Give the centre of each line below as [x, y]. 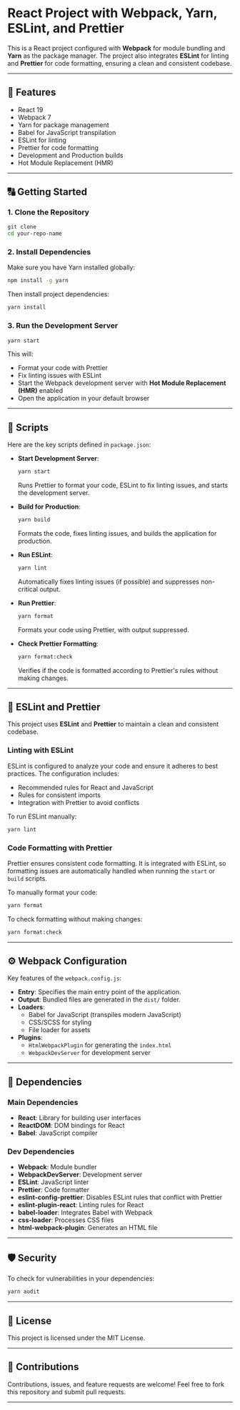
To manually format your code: [52, 892]
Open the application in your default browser [84, 399]
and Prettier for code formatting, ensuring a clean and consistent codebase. [120, 63]
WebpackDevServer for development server [90, 1053]
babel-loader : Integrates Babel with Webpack [85, 1213]
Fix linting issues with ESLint [59, 376]
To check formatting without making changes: [75, 919]
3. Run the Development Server [63, 326]
